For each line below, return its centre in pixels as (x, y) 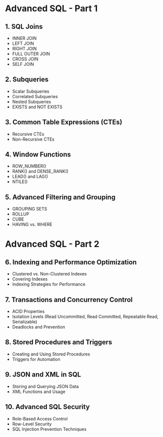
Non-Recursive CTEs (33, 139)
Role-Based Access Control (40, 418)
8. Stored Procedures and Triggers (59, 342)
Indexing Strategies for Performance (49, 284)
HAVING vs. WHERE (32, 225)
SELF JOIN (23, 64)
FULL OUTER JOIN (31, 54)
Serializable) (25, 322)
